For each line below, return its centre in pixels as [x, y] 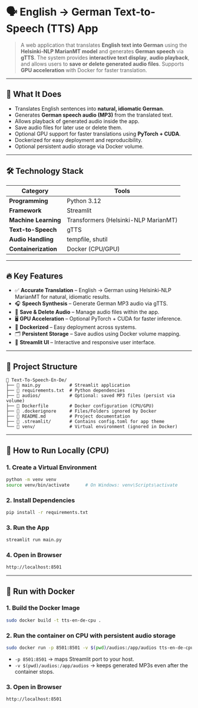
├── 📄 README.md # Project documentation [68, 416]
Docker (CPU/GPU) [93, 248]
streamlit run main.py [34, 540]
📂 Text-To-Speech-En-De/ [37, 380]
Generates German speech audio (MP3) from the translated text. [94, 115]
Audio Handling [32, 239]
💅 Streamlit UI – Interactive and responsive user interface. [85, 342]
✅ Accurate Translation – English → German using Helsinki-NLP [93, 290]
